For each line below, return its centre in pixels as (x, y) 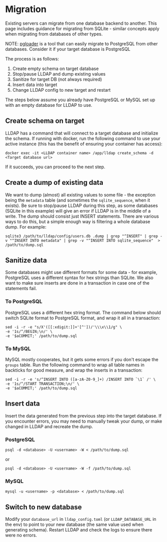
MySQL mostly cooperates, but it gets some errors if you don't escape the (82, 359)
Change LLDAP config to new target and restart (61, 90)
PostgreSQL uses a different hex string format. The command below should (83, 312)
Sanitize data (26, 260)
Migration (26, 9)
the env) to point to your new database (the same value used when (74, 524)
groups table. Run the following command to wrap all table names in (75, 365)
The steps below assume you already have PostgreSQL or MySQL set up (80, 100)
